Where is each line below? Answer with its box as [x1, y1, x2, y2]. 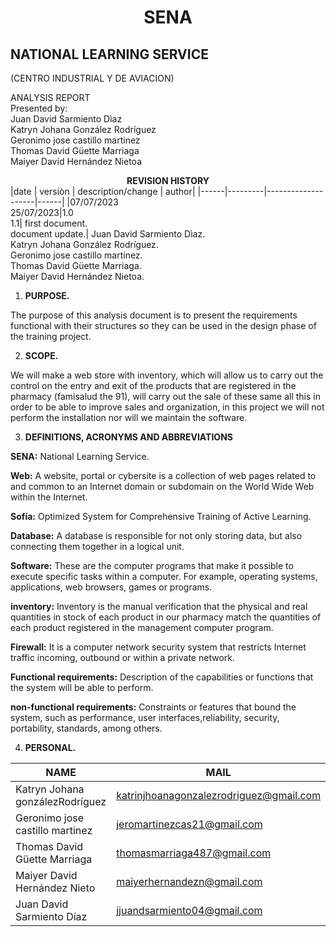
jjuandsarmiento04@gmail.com [116, 904, 263, 917]
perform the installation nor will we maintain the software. [10, 412, 248, 423]
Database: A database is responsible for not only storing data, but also [10, 530, 303, 541]
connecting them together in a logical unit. [10, 541, 185, 552]
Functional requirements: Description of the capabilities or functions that [10, 671, 314, 683]
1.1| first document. [10, 217, 88, 229]
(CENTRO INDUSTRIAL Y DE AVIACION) [10, 72, 175, 84]
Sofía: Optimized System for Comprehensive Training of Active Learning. [10, 511, 312, 522]
